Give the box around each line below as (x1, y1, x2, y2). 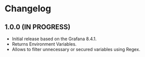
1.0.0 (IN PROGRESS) (4, 23, 71, 31)
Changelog (4, 3, 51, 14)
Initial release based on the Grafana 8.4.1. (11, 36, 97, 42)
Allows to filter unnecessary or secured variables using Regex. (11, 47, 141, 52)
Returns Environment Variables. (11, 41, 77, 47)
